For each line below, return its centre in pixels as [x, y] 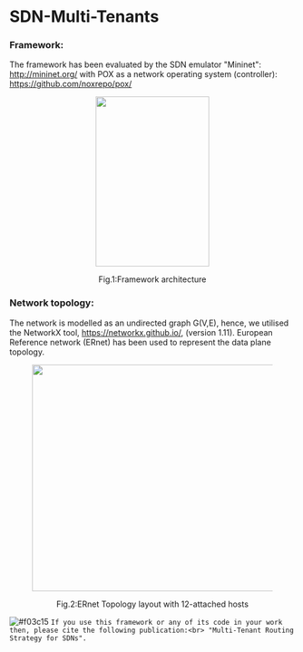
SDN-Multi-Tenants [84, 17]
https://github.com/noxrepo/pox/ [71, 84]
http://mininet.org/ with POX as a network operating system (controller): [144, 74]
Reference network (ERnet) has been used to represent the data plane [141, 342]
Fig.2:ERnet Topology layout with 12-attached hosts [152, 604]
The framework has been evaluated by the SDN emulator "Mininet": [135, 64]
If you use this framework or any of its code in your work [167, 622]
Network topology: [52, 303]
